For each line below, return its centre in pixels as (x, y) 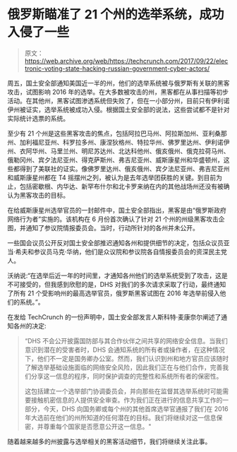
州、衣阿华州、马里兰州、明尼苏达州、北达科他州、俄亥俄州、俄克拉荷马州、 (119, 151)
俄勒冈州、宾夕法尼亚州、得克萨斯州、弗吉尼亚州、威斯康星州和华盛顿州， (115, 160)
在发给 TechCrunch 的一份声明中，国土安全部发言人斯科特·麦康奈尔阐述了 (114, 317)
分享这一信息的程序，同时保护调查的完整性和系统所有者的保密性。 (127, 376)
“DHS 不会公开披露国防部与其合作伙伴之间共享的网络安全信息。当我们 (126, 340)
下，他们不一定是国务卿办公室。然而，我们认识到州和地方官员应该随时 (127, 358)
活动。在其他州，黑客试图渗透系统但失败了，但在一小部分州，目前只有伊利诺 (119, 100)
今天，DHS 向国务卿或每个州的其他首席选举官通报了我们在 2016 (136, 409)
